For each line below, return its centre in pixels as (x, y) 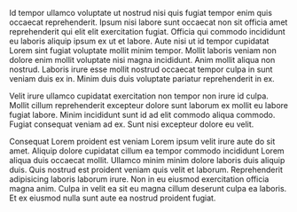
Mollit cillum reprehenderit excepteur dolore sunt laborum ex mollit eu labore (149, 105)
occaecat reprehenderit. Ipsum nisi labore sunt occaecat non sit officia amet (148, 22)
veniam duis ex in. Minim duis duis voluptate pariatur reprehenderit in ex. (142, 79)
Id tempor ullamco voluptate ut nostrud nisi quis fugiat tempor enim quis (141, 13)
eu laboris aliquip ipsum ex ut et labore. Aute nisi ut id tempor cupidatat (139, 41)
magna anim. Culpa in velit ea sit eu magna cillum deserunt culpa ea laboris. (148, 188)
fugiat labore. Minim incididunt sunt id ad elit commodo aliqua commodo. (142, 115)
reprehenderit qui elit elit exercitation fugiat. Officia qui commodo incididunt (147, 31)
